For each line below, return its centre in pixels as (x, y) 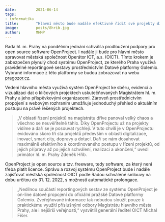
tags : (11, 14)
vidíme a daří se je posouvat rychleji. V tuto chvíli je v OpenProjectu (85, 128)
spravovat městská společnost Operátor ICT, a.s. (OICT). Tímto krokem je (79, 57)
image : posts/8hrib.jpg (37, 28)
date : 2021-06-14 (31, 10)
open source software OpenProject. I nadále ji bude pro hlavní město (74, 52)
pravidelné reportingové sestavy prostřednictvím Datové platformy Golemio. (82, 67)
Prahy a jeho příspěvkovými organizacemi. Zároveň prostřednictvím (73, 98)
